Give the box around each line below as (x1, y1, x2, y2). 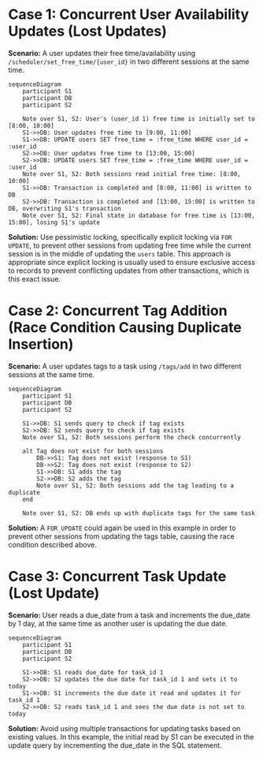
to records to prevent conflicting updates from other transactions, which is (8, 266, 250, 275)
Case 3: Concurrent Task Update (8, 568, 227, 585)
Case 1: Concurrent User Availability (8, 6, 250, 24)
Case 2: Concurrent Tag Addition (8, 302, 228, 320)
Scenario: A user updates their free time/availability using (8, 48, 196, 58)
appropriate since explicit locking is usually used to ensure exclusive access (8, 257, 256, 267)
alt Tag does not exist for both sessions (22, 447, 164, 455)
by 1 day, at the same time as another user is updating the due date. (8, 618, 228, 628)
